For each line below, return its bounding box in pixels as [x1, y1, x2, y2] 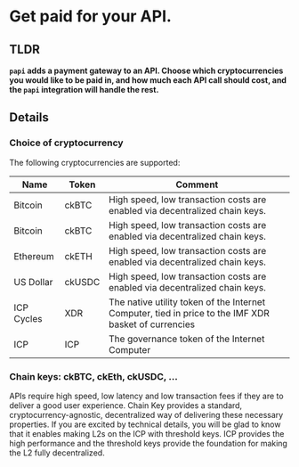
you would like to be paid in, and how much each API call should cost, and [9, 75, 287, 86]
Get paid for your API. [9, 6, 172, 27]
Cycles [13, 312, 43, 324]
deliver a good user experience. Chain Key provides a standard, [9, 399, 243, 411]
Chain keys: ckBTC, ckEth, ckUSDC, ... [9, 370, 178, 382]
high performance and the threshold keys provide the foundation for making [9, 438, 287, 448]
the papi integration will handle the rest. [9, 85, 159, 94]
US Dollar [13, 275, 53, 288]
